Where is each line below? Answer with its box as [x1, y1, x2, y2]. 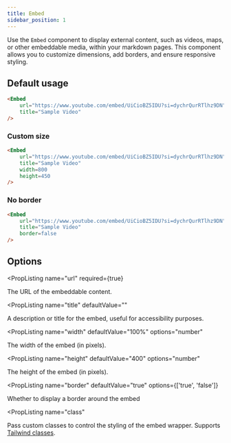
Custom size [7, 131, 50, 141]
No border [7, 195, 42, 205]
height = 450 [19, 173, 51, 179]
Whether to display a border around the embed [7, 394, 140, 402]
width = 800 [19, 166, 48, 173]
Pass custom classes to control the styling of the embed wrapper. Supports [7, 421, 221, 429]
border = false [19, 230, 57, 237]
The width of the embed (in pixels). [7, 341, 107, 349]
